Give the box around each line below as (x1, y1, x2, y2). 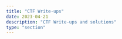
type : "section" (6, 24, 46, 30)
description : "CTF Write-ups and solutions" (6, 19, 117, 25)
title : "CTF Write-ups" (6, 8, 65, 14)
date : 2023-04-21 (6, 14, 49, 19)
